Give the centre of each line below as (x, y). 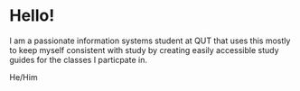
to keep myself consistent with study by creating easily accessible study (144, 50)
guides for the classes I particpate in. (78, 59)
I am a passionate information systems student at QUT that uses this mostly (150, 41)
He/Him (23, 77)
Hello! (32, 16)
